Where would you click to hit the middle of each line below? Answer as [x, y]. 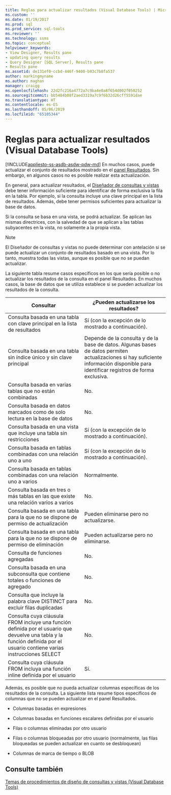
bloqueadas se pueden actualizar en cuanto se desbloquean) [77, 743]
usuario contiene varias [36, 648]
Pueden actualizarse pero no [119, 535]
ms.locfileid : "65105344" [33, 114]
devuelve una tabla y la [35, 635]
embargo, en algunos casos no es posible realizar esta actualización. [78, 175]
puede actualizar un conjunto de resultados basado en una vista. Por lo [80, 252]
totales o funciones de [34, 580]
